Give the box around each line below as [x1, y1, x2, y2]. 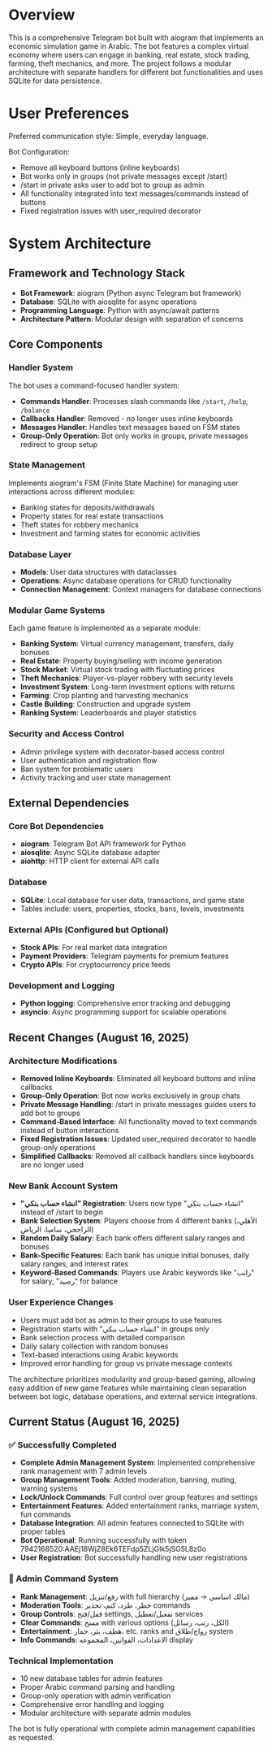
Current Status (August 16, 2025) [8, 1415, 180, 1428]
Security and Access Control [8, 728, 124, 740]
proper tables [19, 1526, 66, 1537]
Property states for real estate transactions [19, 510, 164, 521]
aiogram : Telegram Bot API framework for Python [19, 839, 187, 849]
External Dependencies [8, 797, 130, 810]
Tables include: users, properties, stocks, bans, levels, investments [19, 904, 245, 914]
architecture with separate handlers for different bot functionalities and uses [8, 67, 264, 76]
